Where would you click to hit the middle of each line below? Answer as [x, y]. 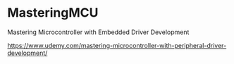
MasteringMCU [53, 13]
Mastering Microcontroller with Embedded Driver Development [98, 32]
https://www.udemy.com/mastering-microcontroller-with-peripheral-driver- [117, 45]
